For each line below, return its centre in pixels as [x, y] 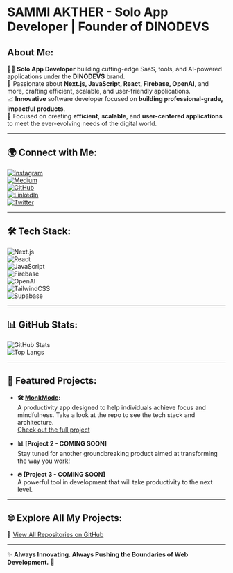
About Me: [31, 52]
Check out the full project [53, 430]
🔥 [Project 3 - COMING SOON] [61, 475]
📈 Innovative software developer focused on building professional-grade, [115, 99]
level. [25, 490]
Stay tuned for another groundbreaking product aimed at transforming [118, 454]
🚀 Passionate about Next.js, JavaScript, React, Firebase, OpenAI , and [108, 83]
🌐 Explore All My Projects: [65, 518]
